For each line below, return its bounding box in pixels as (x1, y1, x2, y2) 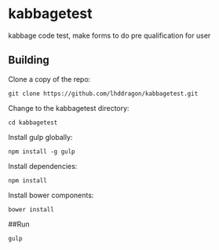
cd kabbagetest (8, 119, 58, 127)
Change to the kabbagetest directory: (8, 103, 130, 112)
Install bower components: (8, 190, 94, 200)
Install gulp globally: (8, 132, 73, 142)
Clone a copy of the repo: (8, 74, 91, 83)
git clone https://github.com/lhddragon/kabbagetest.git (8, 90, 199, 97)
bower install (8, 205, 55, 213)
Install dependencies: (8, 161, 78, 171)
